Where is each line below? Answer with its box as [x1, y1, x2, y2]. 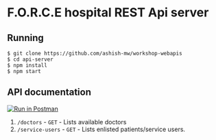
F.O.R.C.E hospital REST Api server [7, 5, 209, 20]
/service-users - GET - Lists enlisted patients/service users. [16, 125, 186, 133]
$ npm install [7, 62, 48, 69]
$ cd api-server [7, 56, 53, 63]
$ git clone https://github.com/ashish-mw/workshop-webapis [7, 50, 183, 57]
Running [7, 32, 45, 44]
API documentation [7, 87, 91, 98]
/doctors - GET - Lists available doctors [16, 117, 127, 126]
